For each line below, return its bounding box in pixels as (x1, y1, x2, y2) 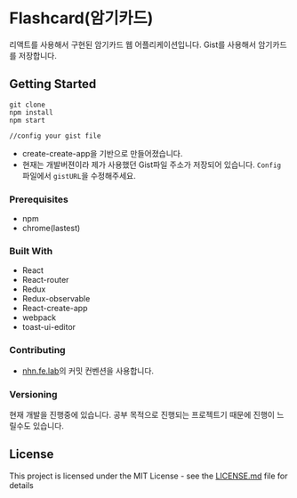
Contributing (9, 344, 66, 357)
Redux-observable (21, 293, 91, 304)
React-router (21, 275, 69, 285)
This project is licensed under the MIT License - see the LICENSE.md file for (9, 470, 288, 481)
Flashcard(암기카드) (9, 8, 154, 28)
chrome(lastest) (21, 223, 81, 234)
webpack (21, 312, 56, 323)
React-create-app (21, 303, 88, 314)
